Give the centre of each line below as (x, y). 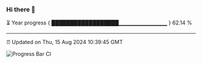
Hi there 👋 (21, 10)
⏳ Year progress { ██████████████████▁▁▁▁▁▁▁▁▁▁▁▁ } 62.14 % (99, 23)
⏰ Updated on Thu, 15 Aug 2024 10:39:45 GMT (65, 42)
